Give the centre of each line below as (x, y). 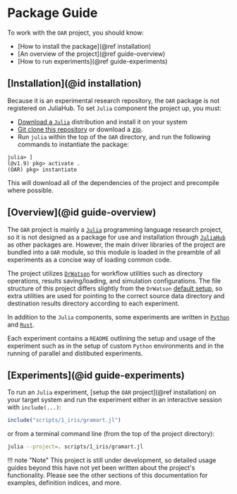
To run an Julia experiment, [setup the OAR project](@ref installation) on (112, 392)
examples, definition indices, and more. (65, 483)
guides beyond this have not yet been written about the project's (101, 468)
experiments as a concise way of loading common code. (89, 259)
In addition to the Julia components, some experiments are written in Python (119, 317)
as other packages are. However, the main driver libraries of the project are (116, 245)
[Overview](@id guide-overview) (82, 212)
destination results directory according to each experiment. (93, 303)
